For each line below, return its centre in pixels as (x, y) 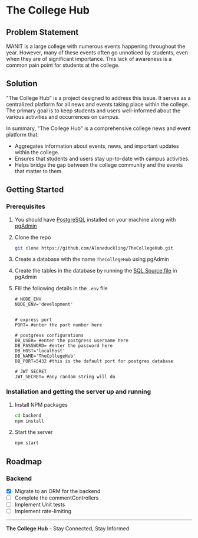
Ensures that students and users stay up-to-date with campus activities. (102, 158)
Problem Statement (42, 32)
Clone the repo (33, 237)
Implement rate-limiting (43, 511)
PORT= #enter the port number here (58, 325)
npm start (27, 443)
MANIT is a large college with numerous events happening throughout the (96, 46)
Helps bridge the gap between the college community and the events (99, 165)
